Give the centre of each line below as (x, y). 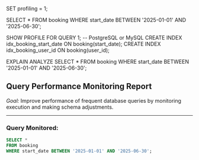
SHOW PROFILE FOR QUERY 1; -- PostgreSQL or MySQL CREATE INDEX (94, 37)
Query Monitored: (32, 128)
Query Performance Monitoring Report (79, 86)
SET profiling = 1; (27, 9)
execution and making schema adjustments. (60, 107)
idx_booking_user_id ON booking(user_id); (58, 50)
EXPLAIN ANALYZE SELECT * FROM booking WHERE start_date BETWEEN (98, 62)
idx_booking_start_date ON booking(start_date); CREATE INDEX (84, 44)
